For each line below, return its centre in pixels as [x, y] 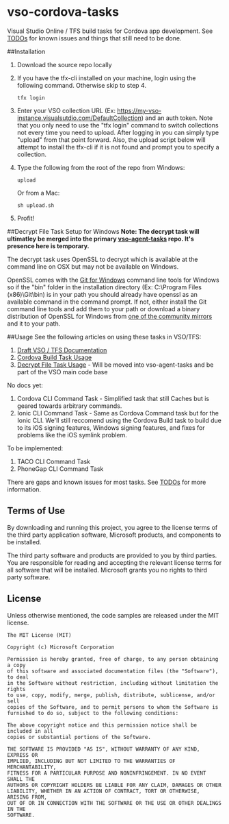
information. [24, 489]
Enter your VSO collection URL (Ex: [66, 110]
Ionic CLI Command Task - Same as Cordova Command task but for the [118, 413]
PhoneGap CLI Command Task [60, 469]
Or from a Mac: [38, 193]
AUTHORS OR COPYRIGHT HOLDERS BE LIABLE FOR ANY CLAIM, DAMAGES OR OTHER [114, 785]
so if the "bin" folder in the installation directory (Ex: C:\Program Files [104, 287]
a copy [16, 665]
